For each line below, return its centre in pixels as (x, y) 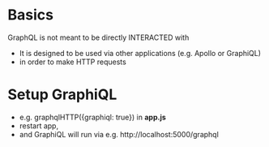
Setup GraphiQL (62, 95)
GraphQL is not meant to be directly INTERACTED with (98, 37)
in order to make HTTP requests (73, 62)
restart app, (38, 125)
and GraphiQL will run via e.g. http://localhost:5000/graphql (119, 134)
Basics (31, 15)
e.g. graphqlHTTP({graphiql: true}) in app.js (93, 117)
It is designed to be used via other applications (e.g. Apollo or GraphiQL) (140, 53)
